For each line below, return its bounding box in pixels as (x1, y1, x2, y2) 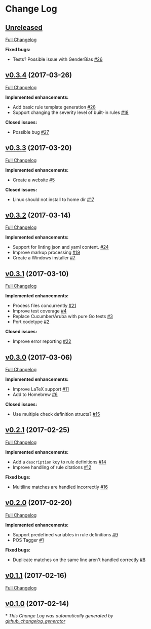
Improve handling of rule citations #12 (12, 464, 92, 470)
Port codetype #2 (12, 319, 50, 325)
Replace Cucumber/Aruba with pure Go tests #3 (12, 313, 113, 320)
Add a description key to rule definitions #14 (12, 459, 106, 465)
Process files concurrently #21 (12, 302, 77, 309)
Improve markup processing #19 (12, 249, 80, 256)
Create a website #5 (12, 177, 55, 183)
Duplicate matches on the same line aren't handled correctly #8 (12, 557, 146, 563)
